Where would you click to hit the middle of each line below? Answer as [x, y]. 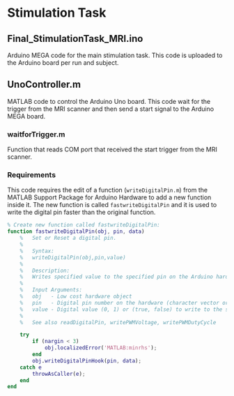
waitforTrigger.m [36, 134]
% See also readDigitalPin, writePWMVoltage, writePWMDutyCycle [118, 322]
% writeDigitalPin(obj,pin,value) [73, 257]
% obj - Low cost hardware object [76, 297]
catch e [31, 367]
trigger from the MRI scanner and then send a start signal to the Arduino [111, 109]
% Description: [45, 271]
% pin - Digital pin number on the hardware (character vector [119, 303]
